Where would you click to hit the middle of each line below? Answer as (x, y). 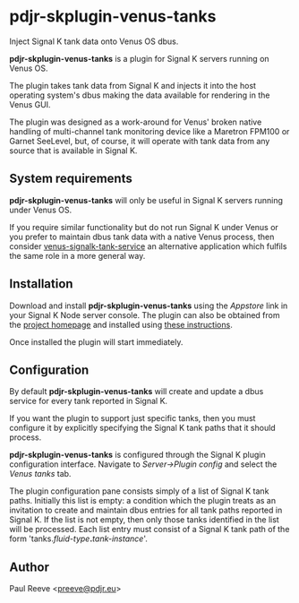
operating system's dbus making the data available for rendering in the (140, 95)
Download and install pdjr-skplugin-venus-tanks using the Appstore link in (149, 306)
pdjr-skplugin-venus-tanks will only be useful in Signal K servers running (146, 200)
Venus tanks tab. (40, 474)
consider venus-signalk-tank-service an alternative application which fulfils (148, 246)
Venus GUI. (30, 104)
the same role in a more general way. (77, 255)
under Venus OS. (41, 210)
